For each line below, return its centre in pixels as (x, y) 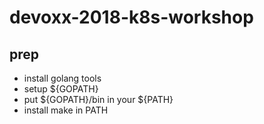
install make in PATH (66, 110)
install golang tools (62, 78)
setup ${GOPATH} (61, 89)
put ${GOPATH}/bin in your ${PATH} (98, 99)
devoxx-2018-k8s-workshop (131, 17)
